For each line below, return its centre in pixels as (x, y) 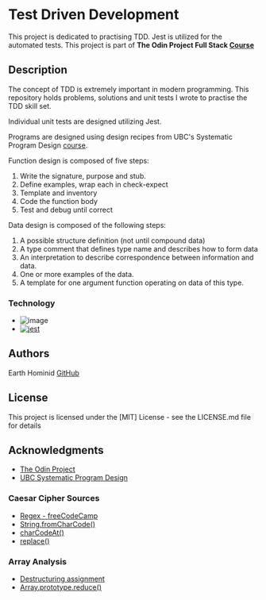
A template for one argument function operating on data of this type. (132, 283)
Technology (32, 303)
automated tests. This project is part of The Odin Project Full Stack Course (131, 44)
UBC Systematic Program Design (74, 478)
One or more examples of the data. (77, 274)
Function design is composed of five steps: (79, 160)
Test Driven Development (94, 15)
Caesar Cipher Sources (54, 498)
